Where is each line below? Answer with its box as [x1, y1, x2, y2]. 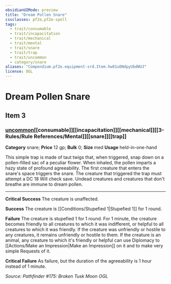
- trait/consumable [10, 26, 51, 32]
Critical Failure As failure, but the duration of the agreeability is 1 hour [5, 258, 152, 264]
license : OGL [5, 69, 33, 74]
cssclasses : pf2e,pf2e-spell [5, 17, 67, 22]
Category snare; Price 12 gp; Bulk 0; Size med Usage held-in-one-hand [5, 144, 157, 150]
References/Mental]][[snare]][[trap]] [34, 133, 127, 140]
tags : [5, 21, 17, 27]
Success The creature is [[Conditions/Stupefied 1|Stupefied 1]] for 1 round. [5, 206, 162, 212]
